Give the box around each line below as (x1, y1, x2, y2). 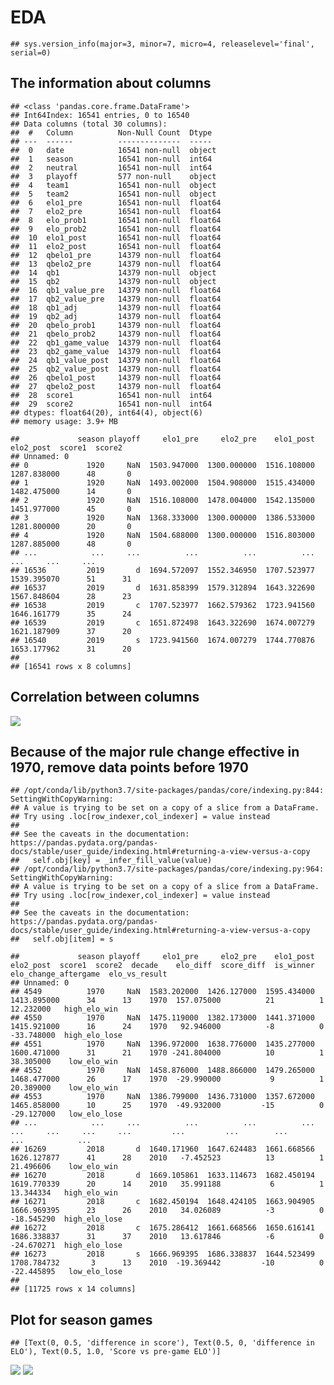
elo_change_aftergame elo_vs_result (10, 969, 168, 980)
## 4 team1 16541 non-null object (10, 180, 217, 190)
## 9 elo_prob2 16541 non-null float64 (10, 224, 222, 234)
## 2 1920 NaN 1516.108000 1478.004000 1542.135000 (10, 495, 315, 505)
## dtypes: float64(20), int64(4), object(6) (10, 407, 203, 418)
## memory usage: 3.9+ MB (10, 416, 118, 426)
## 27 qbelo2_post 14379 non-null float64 (10, 381, 222, 391)
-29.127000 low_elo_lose (10, 1109, 123, 1120)
